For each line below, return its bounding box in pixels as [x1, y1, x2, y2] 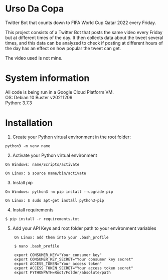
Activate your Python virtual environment [12, 152, 97, 158]
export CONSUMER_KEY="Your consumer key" [14, 252, 102, 257]
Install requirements [12, 206, 54, 213]
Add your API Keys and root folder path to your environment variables [12, 225, 156, 231]
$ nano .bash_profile [14, 243, 59, 248]
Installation [5, 117, 53, 129]
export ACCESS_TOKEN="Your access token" [14, 261, 102, 266]
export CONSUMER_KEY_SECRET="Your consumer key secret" [14, 256, 134, 262]
